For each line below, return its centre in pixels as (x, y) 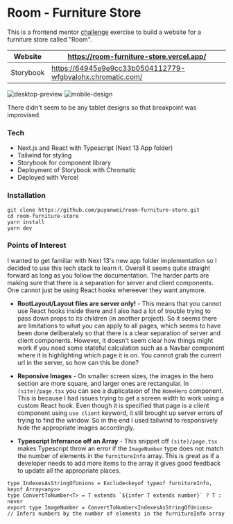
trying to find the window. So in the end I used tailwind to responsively (118, 420)
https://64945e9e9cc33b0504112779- (119, 68)
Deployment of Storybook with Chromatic (77, 170)
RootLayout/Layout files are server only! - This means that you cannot (119, 303)
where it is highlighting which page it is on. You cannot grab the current (119, 355)
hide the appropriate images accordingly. (76, 428)
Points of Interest (37, 246)
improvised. (24, 115)
